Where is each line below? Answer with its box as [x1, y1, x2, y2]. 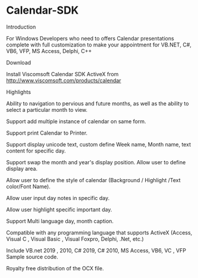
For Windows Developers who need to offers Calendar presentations [6, 35, 174, 42]
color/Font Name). [6, 183, 51, 190]
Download [6, 59, 32, 66]
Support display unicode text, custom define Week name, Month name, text [6, 140, 191, 148]
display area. [6, 165, 37, 172]
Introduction [6, 23, 36, 30]
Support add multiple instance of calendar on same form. [6, 117, 146, 125]
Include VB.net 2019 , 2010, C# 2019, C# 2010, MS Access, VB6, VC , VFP [6, 246, 186, 254]
